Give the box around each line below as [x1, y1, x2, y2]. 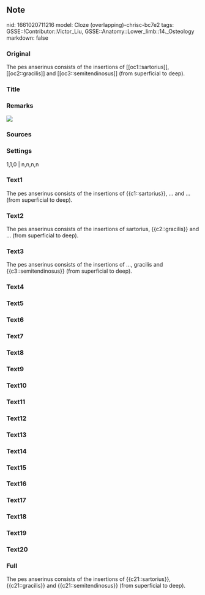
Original [6, 49, 31, 57]
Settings [6, 147, 32, 155]
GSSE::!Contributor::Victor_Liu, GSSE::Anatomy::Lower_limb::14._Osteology [6, 28, 195, 35]
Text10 [6, 381, 27, 390]
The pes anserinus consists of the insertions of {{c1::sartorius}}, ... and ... [6, 190, 191, 197]
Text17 [6, 496, 26, 504]
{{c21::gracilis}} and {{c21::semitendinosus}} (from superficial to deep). [6, 582, 185, 589]
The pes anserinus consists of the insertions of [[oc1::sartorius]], [6, 64, 170, 71]
